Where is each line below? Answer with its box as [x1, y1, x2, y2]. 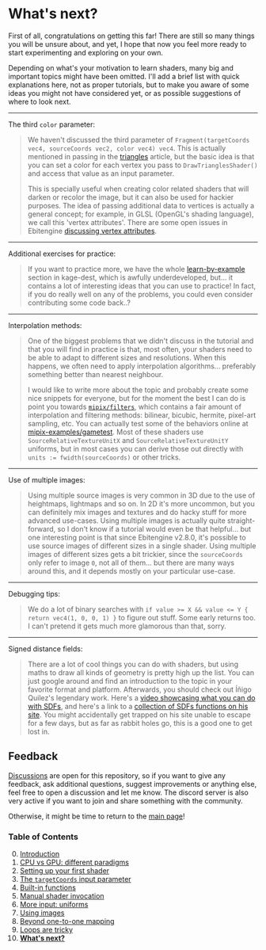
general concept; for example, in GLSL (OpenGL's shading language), [27, 209, 255, 219]
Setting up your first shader [19, 866, 109, 876]
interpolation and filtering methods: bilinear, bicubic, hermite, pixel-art [27, 410, 256, 420]
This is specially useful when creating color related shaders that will [27, 184, 249, 193]
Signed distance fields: [8, 643, 83, 654]
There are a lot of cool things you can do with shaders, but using [27, 659, 239, 669]
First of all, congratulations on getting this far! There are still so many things [8, 31, 255, 40]
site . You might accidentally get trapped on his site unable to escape [27, 710, 251, 719]
